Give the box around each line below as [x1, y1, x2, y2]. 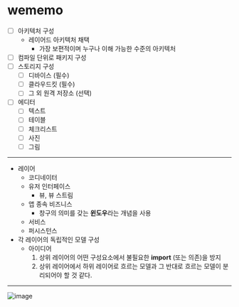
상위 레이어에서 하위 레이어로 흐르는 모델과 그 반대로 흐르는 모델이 [38, 262, 222, 270]
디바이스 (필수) [28, 71, 70, 80]
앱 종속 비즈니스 [28, 200, 73, 208]
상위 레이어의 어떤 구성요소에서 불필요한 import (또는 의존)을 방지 [38, 253, 222, 262]
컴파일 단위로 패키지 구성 [17, 53, 87, 62]
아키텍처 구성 [17, 26, 55, 35]
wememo [7, 2, 64, 18]
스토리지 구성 [17, 63, 55, 71]
